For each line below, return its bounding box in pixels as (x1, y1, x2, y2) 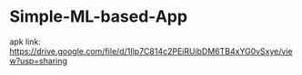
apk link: (9, 36, 41, 47)
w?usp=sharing (9, 55, 68, 66)
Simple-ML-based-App (9, 6, 188, 27)
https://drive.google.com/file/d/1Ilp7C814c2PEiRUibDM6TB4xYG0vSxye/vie (9, 45, 293, 56)
